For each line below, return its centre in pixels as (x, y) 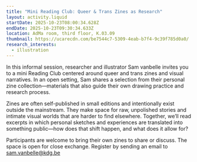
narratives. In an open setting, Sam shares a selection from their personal (96, 79)
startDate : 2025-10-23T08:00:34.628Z (53, 22)
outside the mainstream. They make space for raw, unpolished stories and (96, 109)
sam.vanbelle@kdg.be (33, 153)
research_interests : (32, 45)
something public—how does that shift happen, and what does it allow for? (97, 128)
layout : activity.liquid (37, 17)
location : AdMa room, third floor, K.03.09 (61, 34)
